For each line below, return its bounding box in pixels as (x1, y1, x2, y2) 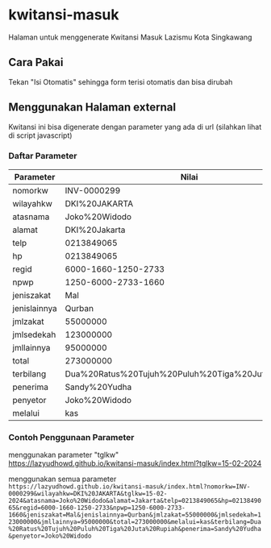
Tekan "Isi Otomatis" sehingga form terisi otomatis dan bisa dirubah (8, 77, 233, 86)
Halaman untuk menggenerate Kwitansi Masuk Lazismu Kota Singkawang (8, 32, 252, 42)
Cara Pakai (8, 56, 64, 69)
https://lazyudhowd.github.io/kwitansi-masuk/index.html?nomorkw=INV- (8, 483, 251, 491)
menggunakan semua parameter (8, 474, 117, 484)
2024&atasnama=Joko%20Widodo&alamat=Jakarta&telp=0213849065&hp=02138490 (8, 497, 262, 505)
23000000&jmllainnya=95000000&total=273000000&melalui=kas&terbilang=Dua (8, 518, 262, 526)
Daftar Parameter (8, 151, 78, 162)
